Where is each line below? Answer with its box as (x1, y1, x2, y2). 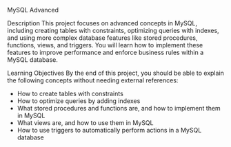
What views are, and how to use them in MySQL (17, 119, 154, 126)
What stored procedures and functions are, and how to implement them (17, 104, 221, 112)
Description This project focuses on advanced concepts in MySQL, (7, 19, 198, 27)
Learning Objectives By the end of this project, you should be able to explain (7, 69, 224, 77)
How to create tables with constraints (17, 89, 124, 98)
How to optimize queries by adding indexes (17, 97, 141, 105)
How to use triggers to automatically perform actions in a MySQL (17, 126, 202, 134)
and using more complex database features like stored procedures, (7, 34, 198, 42)
